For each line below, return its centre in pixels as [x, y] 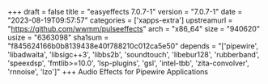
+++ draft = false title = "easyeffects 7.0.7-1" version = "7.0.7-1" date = [125, 12]
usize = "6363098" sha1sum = [58, 37]
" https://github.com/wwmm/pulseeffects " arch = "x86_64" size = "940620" [134, 29]
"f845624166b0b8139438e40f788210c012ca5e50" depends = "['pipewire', [133, 46]
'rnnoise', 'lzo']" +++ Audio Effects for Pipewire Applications [108, 71]
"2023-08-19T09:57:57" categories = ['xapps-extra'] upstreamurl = [120, 20]
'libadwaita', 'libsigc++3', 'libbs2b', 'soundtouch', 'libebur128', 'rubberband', [134, 55]
